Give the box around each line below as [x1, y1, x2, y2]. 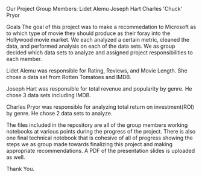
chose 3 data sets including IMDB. [6, 92, 92, 98]
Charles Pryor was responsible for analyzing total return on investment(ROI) [6, 103, 195, 111]
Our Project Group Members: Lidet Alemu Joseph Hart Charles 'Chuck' [6, 5, 183, 12]
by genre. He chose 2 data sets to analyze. [6, 110, 113, 117]
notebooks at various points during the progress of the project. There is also [6, 128, 196, 135]
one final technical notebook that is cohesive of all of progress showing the [6, 134, 193, 141]
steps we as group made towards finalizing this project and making [6, 141, 173, 147]
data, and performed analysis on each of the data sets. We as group [6, 42, 175, 50]
